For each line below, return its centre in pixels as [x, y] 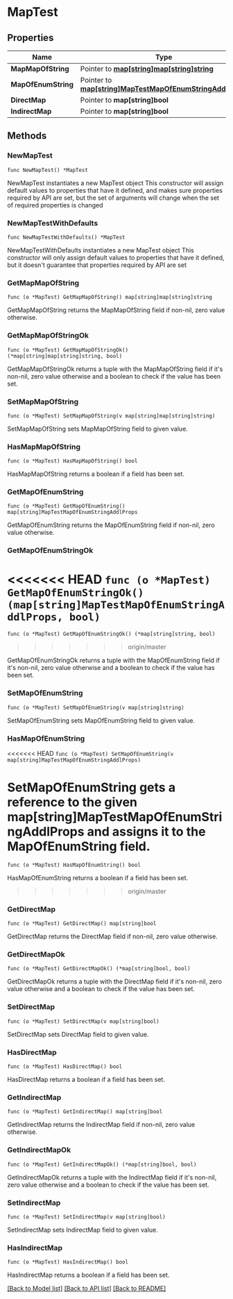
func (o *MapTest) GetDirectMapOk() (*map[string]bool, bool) [99, 969]
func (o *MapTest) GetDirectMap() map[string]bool [82, 924]
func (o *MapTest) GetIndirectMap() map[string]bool [85, 1112]
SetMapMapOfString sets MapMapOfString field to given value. [98, 429]
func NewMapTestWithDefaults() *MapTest [67, 237]
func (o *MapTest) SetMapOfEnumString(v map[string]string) [96, 707]
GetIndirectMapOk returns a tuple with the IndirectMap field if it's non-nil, [112, 1177]
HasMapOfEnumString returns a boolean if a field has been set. [98, 877]
